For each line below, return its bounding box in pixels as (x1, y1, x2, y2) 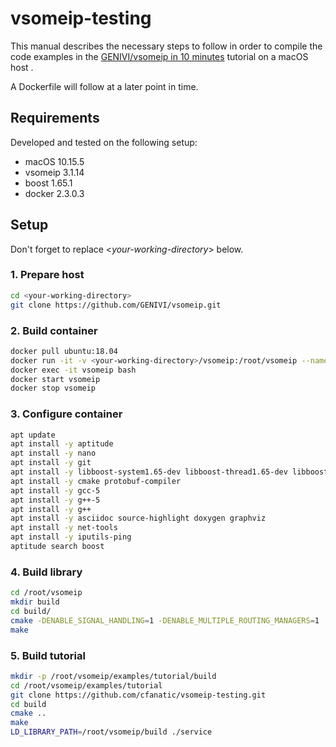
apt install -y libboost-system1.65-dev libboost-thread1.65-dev (10, 467, 288, 477)
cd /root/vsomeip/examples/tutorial (10, 680, 163, 691)
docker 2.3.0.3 (24, 187, 85, 199)
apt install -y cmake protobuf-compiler (10, 476, 182, 486)
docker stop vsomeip (10, 383, 97, 394)
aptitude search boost (10, 542, 105, 552)
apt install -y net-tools (10, 523, 118, 533)
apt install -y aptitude (10, 439, 114, 449)
